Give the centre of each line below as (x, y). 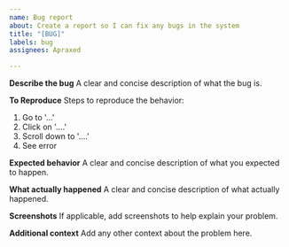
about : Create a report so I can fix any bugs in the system (125, 26)
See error (39, 146)
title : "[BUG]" (37, 34)
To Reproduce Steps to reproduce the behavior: (97, 100)
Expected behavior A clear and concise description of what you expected (144, 163)
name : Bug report (41, 17)
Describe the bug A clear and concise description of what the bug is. (136, 83)
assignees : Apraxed (45, 50)
